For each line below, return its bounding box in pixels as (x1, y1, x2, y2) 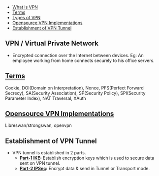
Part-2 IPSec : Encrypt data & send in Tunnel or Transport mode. (19, 166, 150, 172)
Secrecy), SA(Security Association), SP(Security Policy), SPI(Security (5, 90, 146, 96)
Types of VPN (12, 15, 41, 20)
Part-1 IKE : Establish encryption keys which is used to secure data (19, 155, 155, 161)
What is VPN (12, 4, 38, 10)
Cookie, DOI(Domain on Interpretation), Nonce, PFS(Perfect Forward (5, 85, 144, 90)
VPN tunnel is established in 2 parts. (12, 150, 86, 156)
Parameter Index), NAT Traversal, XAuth (5, 95, 86, 101)
